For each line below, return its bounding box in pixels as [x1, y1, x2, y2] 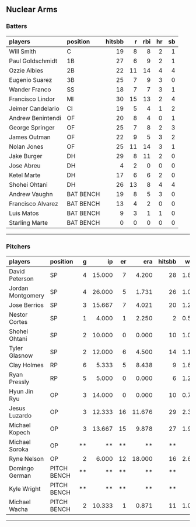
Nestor [9, 310, 28, 319]
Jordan [9, 284, 29, 292]
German [9, 471, 31, 480]
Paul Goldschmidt [9, 57, 58, 65]
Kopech [9, 428, 30, 436]
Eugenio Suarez [9, 76, 52, 84]
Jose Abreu [9, 161, 41, 169]
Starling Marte [9, 218, 48, 227]
